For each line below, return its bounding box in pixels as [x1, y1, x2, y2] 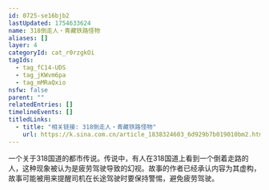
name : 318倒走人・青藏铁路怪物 [8, 26, 101, 34]
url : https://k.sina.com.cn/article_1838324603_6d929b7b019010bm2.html [22, 130, 267, 138]
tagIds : [8, 57, 34, 65]
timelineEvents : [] [8, 109, 74, 117]
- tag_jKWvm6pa [15, 71, 66, 79]
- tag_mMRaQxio [15, 78, 66, 86]
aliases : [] [8, 34, 48, 42]
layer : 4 [8, 42, 38, 49]
